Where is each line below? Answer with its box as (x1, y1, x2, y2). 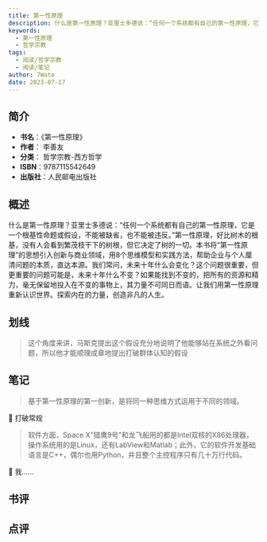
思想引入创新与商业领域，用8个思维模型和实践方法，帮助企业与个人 (25, 250, 246, 259)
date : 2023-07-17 (8, 78, 66, 86)
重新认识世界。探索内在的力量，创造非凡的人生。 (8, 290, 168, 299)
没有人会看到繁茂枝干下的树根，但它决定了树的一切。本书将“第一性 (21, 240, 242, 250)
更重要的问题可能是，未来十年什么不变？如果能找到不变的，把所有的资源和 (8, 270, 252, 279)
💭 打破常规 (8, 413, 44, 423)
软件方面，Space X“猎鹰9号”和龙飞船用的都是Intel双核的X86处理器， (27, 430, 253, 439)
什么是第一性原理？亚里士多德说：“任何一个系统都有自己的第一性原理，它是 (8, 220, 256, 230)
